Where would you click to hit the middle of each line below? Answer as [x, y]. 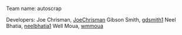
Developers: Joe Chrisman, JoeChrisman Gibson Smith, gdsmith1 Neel [91, 20]
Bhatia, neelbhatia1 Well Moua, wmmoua [55, 26]
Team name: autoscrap [34, 8]
